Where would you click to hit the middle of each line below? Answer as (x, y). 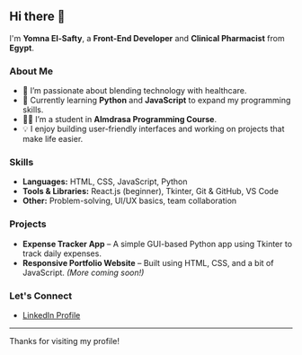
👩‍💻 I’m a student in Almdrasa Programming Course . (120, 120)
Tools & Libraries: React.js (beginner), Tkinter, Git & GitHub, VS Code (150, 191)
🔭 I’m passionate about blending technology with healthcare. (134, 91)
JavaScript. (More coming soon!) (83, 272)
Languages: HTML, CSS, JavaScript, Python (105, 182)
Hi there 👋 (37, 17)
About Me (31, 71)
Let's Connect (41, 296)
